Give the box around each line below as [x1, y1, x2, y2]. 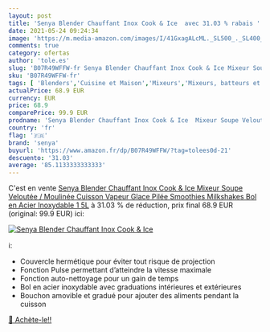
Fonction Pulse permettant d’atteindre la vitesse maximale [19, 265, 211, 275]
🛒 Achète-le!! [8, 315, 52, 325]
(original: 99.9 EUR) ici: [8, 209, 84, 219]
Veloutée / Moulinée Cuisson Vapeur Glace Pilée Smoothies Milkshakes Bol [8, 192, 257, 202]
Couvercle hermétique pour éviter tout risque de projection [19, 256, 215, 266]
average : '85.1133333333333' [8, 162, 106, 170]
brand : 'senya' [8, 138, 59, 147]
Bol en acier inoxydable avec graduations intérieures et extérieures [19, 282, 242, 292]
